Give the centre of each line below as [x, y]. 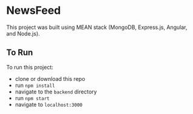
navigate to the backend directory [56, 92]
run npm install [35, 85]
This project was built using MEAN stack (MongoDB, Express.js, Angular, [97, 27]
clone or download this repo [50, 78]
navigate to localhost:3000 [49, 104]
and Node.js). [23, 33]
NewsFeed [34, 11]
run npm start [32, 98]
